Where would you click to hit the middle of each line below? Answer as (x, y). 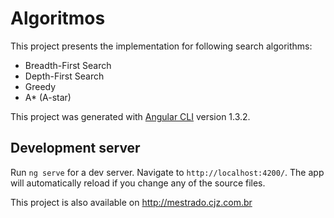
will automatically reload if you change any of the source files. (138, 183)
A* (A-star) (48, 97)
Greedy (40, 86)
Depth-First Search (64, 76)
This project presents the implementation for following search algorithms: (161, 46)
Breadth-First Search (68, 65)
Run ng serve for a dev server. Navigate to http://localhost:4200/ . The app (167, 172)
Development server (75, 148)
